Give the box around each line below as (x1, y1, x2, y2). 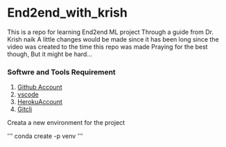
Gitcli (17, 105, 33, 114)
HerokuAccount (17, 98, 62, 106)
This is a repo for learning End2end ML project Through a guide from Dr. (7, 28, 214, 36)
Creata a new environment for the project (7, 119, 125, 127)
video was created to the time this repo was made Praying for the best (7, 42, 208, 51)
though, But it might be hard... (7, 50, 92, 58)
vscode (17, 90, 40, 98)
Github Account (17, 83, 62, 92)
